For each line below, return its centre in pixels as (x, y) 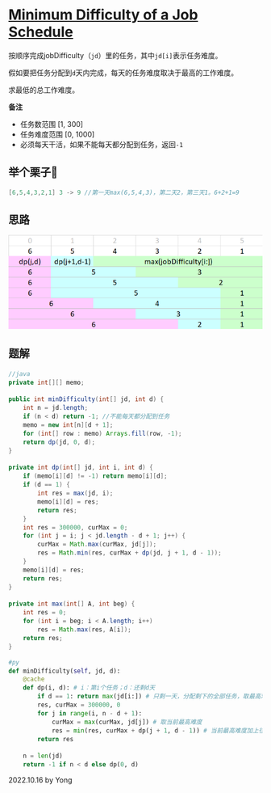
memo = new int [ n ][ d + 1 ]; (68, 425)
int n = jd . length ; (56, 408)
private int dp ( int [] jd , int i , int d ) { (81, 468)
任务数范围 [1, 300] (51, 124)
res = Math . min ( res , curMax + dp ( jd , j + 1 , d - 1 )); (129, 553)
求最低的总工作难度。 (44, 90)
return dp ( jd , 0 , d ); (59, 442)
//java (19, 373)
